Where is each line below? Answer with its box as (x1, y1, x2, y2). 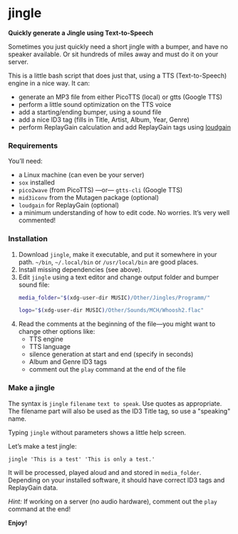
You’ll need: (8, 157, 43, 165)
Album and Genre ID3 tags (29, 357, 108, 366)
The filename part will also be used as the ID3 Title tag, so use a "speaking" (8, 407, 231, 415)
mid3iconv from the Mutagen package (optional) (18, 194, 160, 202)
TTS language (29, 342, 71, 351)
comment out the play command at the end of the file (29, 365, 186, 374)
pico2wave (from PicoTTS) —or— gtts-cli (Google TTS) (18, 186, 183, 194)
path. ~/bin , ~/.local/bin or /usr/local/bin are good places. (18, 258, 199, 266)
